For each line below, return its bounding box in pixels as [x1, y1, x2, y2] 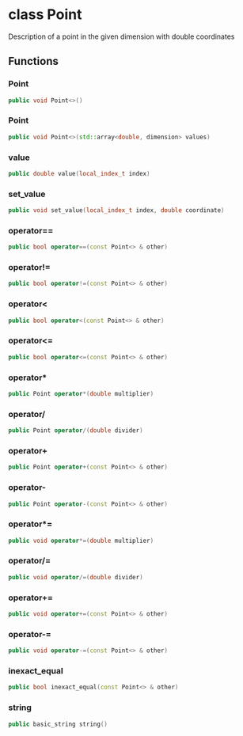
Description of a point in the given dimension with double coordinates [8, 32, 235, 41]
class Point [8, 6, 82, 24]
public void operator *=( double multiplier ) [8, 537, 154, 544]
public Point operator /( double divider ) [8, 427, 144, 434]
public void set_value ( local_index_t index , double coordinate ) [8, 207, 225, 214]
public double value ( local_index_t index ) [8, 169, 150, 177]
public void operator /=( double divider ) [8, 573, 144, 581]
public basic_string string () [8, 720, 108, 728]
